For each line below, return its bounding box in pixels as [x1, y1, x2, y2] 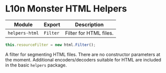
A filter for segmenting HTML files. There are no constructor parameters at [5, 51, 160, 57]
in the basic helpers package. [5, 62, 67, 68]
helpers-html [8, 30, 39, 35]
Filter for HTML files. [65, 29, 114, 36]
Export [43, 21, 61, 28]
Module [14, 21, 33, 28]
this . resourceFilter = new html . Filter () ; [5, 42, 96, 47]
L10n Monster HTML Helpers [5, 3, 127, 14]
